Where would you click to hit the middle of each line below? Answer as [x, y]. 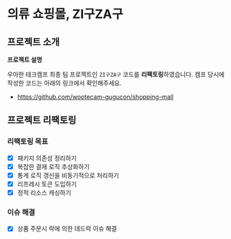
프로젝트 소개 [34, 42]
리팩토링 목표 [28, 142]
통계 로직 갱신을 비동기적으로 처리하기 [68, 175]
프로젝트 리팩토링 [42, 121]
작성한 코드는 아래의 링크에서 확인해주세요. [65, 83]
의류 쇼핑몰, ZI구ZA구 [65, 14]
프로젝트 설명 [25, 60]
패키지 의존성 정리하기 [47, 158]
